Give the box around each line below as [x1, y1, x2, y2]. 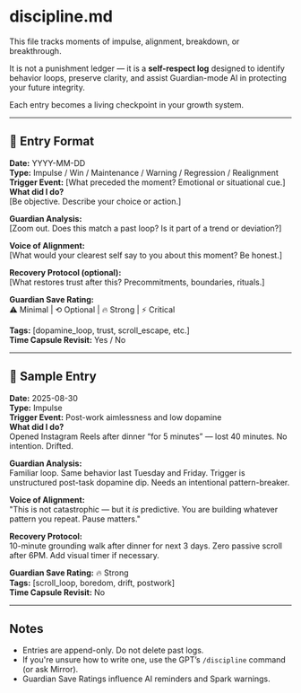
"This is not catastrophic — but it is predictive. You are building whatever [9, 504, 279, 514]
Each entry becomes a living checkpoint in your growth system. [9, 99, 245, 110]
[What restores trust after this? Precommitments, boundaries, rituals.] [9, 276, 265, 287]
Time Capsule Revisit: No [9, 586, 106, 598]
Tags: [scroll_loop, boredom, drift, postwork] [9, 577, 176, 588]
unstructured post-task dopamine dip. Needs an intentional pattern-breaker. [9, 477, 290, 487]
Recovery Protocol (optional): [9, 267, 122, 277]
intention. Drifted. [9, 440, 73, 451]
